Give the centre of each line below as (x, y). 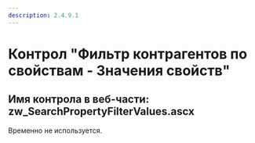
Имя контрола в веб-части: (79, 100)
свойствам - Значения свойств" (119, 70)
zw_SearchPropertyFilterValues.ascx (101, 111)
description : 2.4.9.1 (44, 15)
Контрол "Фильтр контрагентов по (128, 54)
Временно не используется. (55, 130)
